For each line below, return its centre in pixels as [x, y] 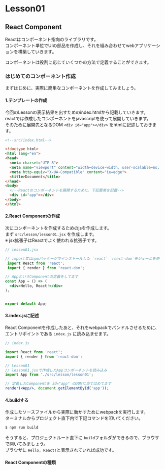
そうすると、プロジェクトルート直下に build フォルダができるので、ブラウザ [82, 438]
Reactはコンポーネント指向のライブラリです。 [52, 39]
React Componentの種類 [31, 462]
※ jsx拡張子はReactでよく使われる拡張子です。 [52, 240]
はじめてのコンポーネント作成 [41, 76]
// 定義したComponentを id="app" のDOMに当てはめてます [58, 384]
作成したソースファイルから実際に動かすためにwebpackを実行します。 [77, 412]
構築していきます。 [37, 52]
